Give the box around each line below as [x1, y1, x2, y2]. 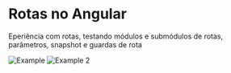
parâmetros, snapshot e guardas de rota [8, 39, 143, 49]
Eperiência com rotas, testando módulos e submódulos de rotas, [8, 31, 224, 41]
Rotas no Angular [8, 5, 128, 23]
